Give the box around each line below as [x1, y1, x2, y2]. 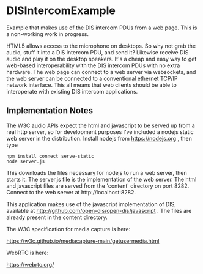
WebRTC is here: [6, 249, 49, 256]
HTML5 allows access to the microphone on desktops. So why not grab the [6, 42, 196, 50]
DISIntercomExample [6, 4, 116, 18]
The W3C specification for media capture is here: [6, 225, 131, 232]
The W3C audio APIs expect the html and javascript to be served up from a [6, 122, 196, 129]
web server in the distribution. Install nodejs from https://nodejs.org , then [6, 135, 193, 142]
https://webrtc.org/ [6, 261, 54, 268]
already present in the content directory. [6, 213, 108, 221]
